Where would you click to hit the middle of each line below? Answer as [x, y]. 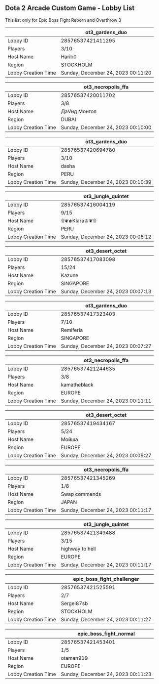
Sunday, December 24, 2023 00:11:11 [106, 401]
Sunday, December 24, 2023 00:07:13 [106, 291]
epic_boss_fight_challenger [106, 579]
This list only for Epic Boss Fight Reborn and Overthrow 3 [63, 20]
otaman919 [74, 658]
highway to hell [78, 549]
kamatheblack [77, 385]
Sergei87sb [74, 603]
